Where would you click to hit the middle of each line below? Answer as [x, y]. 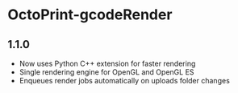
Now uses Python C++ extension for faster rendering [107, 63]
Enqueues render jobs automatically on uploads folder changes [125, 81]
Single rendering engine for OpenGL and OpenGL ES [106, 72]
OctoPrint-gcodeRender [90, 15]
